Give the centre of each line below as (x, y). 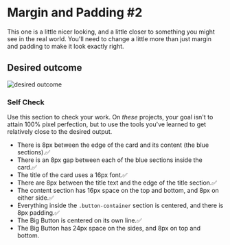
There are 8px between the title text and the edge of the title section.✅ (117, 183)
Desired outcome (45, 68)
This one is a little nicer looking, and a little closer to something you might (111, 32)
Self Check (26, 102)
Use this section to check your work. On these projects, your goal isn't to (110, 117)
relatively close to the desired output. (60, 132)
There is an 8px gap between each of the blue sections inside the (110, 160)
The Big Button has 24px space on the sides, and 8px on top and (109, 229)
